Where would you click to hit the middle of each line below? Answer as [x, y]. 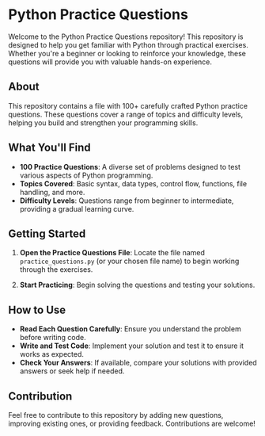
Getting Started [47, 233]
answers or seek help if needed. [72, 371]
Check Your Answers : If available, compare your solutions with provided [138, 363]
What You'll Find [49, 148]
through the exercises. [56, 270]
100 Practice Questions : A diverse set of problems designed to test [130, 166]
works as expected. [52, 354]
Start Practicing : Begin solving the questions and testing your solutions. [137, 285]
